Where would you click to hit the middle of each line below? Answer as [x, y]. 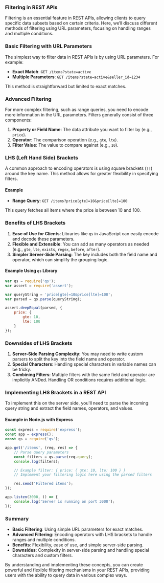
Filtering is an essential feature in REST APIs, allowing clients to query [75, 18]
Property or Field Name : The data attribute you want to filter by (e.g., [82, 129]
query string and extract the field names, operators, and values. [69, 408]
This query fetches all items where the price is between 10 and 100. [73, 210]
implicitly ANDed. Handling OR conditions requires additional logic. [79, 380]
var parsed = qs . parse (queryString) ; [44, 299]
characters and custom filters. [43, 555]
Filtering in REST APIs [31, 7]
